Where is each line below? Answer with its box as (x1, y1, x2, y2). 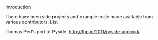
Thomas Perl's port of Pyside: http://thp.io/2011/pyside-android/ (5, 29, 140, 34)
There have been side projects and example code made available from (5, 14, 153, 19)
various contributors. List (5, 19, 58, 25)
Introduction (5, 4, 31, 10)
